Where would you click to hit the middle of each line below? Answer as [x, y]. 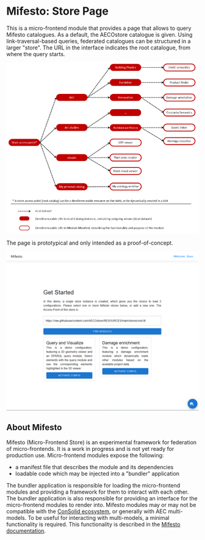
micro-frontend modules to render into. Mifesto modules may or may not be [101, 505]
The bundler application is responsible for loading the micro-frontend [93, 485]
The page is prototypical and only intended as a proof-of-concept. [90, 243]
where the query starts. [36, 54]
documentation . [26, 531]
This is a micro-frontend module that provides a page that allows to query [99, 28]
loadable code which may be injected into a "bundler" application [97, 473]
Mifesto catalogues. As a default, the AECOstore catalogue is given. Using [99, 34]
